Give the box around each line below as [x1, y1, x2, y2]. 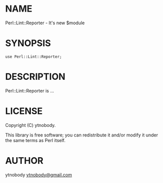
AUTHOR [5, 155, 44, 166]
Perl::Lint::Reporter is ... [5, 87, 55, 94]
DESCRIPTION [5, 71, 66, 82]
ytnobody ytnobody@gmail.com [5, 171, 72, 177]
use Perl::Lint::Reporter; [5, 54, 62, 59]
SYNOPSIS [5, 37, 51, 49]
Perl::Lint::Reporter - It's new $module [5, 20, 85, 26]
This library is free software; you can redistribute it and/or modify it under [5, 132, 158, 138]
